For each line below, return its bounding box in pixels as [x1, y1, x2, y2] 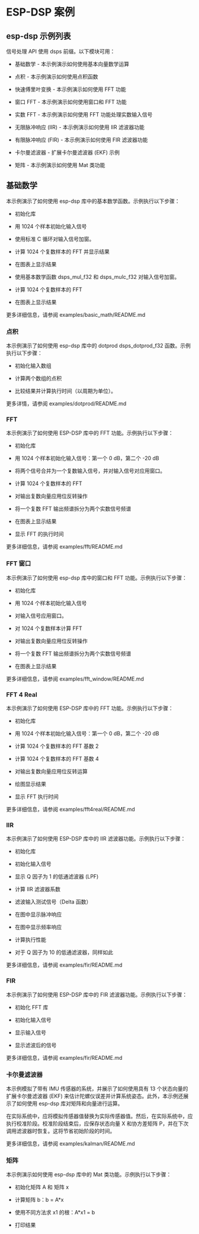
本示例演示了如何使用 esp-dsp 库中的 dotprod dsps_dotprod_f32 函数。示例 [6, 342, 191, 350]
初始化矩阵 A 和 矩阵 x [14, 1183, 69, 1191]
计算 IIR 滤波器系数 [14, 886, 61, 893]
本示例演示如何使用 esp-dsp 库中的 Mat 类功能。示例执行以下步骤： [6, 1171, 172, 1178]
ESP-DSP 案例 [6, 5, 75, 19]
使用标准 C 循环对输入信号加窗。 [14, 235, 95, 243]
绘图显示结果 [14, 780, 46, 788]
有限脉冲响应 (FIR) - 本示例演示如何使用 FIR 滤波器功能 [14, 136, 148, 143]
